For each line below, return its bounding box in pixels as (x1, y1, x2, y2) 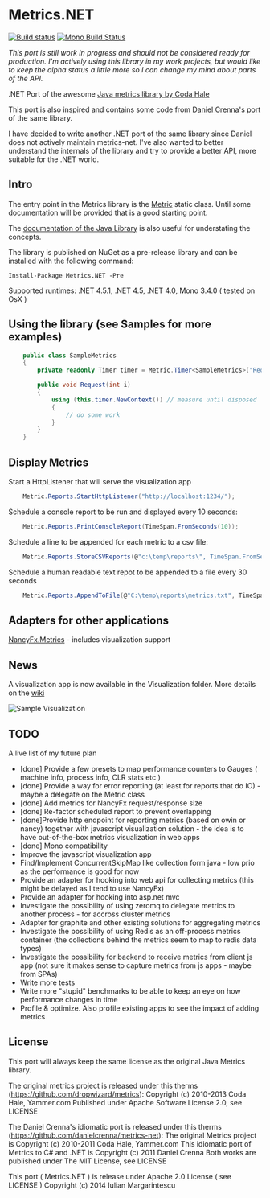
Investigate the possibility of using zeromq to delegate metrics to (19, 900, 235, 910)
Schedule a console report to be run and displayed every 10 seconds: (8, 507, 239, 517)
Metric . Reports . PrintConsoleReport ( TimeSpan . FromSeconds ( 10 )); (22, 522, 239, 530)
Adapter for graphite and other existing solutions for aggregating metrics (19, 917, 261, 927)
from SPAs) (19, 969, 58, 978)
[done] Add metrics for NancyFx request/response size (19, 798, 203, 808)
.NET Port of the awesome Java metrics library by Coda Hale (8, 89, 211, 98)
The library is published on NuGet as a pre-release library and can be (8, 247, 238, 257)
